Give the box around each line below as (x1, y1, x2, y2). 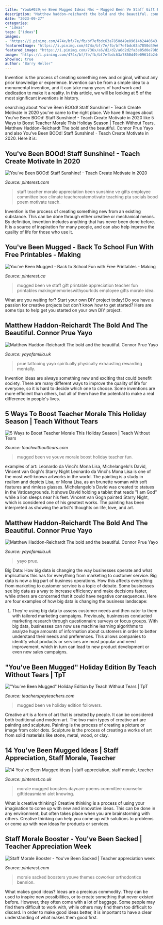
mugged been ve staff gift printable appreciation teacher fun (16, 282, 138, 288)
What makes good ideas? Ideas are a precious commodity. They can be (5, 889, 148, 894)
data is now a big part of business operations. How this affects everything (5, 578, 153, 584)
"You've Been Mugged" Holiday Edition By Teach (5, 663, 157, 671)
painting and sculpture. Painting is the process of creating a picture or (5, 722, 145, 728)
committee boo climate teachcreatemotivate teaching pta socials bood (16, 194, 158, 199)
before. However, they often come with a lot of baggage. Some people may (5, 899, 155, 905)
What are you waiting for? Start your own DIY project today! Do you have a (5, 297, 154, 303)
